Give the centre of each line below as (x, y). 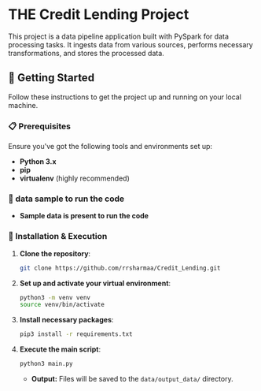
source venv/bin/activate (62, 305)
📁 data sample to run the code (66, 199)
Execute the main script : (60, 349)
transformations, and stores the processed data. (86, 53)
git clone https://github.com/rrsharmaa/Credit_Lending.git (120, 268)
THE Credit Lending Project (99, 15)
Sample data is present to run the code (84, 216)
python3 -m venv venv (55, 297)
